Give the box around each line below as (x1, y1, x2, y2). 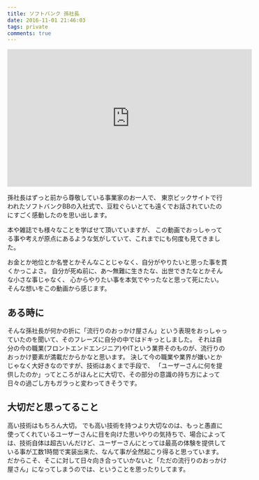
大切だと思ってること (7, 401, 99, 413)
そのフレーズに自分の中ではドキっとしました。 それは (61, 335, 216, 344)
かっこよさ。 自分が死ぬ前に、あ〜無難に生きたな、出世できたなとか (13, 267, 211, 275)
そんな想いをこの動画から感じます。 (7, 284, 111, 293)
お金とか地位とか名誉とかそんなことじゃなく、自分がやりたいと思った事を (7, 258, 221, 266)
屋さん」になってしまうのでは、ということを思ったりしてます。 (7, 465, 190, 473)
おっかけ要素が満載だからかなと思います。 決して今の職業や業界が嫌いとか (7, 353, 223, 361)
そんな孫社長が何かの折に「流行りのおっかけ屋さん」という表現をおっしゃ (7, 326, 221, 335)
